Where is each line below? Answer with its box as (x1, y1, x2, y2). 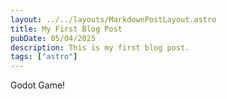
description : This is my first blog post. (10, 42, 190, 53)
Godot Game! (10, 79, 66, 91)
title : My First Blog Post (10, 24, 123, 34)
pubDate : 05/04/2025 (10, 33, 97, 43)
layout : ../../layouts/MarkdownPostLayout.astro (10, 14, 217, 25)
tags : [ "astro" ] (10, 52, 78, 62)
